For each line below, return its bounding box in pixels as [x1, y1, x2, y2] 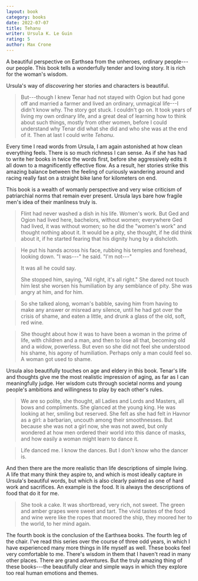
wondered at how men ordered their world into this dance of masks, [20, 429, 186, 436]
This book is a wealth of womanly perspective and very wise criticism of [6, 186, 182, 193]
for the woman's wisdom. [6, 71, 68, 78]
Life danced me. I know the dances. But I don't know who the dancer [20, 446, 189, 454]
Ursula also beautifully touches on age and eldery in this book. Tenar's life [6, 367, 187, 374]
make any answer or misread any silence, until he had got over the [20, 306, 183, 313]
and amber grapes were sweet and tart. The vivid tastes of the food [20, 507, 186, 515]
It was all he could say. [20, 264, 76, 272]
